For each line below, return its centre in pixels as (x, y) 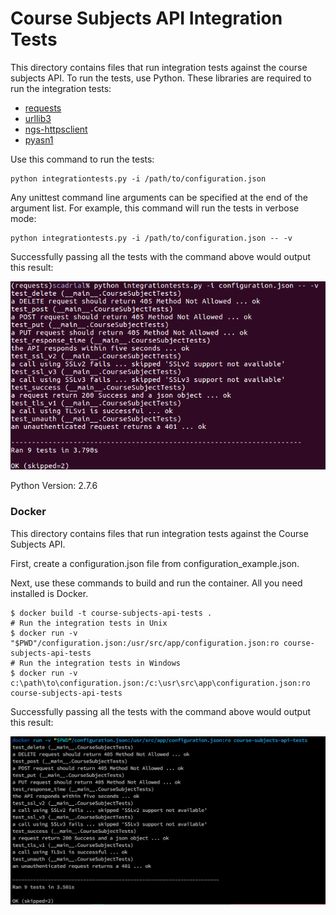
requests (43, 108)
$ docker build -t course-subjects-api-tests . (111, 613)
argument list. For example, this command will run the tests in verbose (155, 208)
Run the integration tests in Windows (100, 663)
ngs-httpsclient (56, 129)
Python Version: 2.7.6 (54, 486)
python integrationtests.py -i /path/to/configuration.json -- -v (151, 238)
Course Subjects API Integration (146, 18)
